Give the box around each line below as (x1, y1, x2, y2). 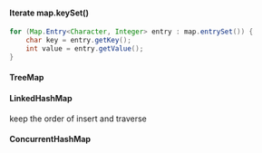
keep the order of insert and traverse (9, 113, 147, 124)
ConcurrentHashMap (9, 134, 92, 145)
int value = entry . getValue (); (25, 43, 144, 53)
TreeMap (9, 72, 44, 83)
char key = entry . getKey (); (25, 36, 131, 45)
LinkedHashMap (9, 92, 73, 103)
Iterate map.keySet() (9, 7, 89, 18)
